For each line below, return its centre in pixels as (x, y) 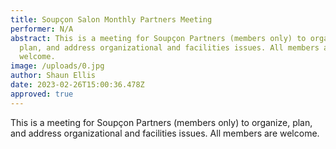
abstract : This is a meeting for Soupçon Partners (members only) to (158, 38)
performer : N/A (42, 29)
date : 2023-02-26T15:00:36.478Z (77, 85)
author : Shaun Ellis (53, 76)
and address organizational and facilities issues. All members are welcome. (165, 133)
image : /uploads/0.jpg (57, 66)
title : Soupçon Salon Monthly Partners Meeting (111, 19)
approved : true (42, 94)
